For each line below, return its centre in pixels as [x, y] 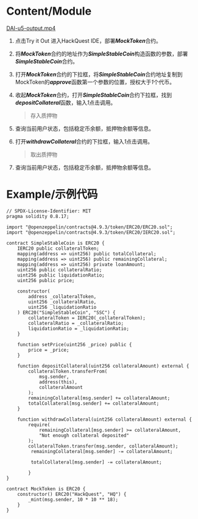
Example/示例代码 [52, 194]
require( [39, 425]
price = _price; [49, 350]
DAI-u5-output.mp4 [31, 28]
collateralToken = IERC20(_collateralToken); [87, 318]
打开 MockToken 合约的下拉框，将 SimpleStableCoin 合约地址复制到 [99, 74]
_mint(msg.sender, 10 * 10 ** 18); [73, 499]
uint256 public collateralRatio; [60, 270]
